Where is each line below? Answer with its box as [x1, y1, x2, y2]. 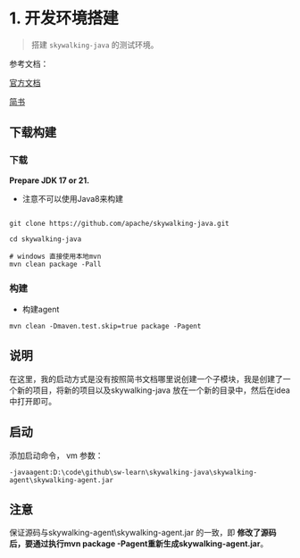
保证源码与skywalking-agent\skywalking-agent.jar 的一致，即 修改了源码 [9, 528, 277, 538]
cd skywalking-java [9, 234, 82, 244]
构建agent [21, 304, 60, 314]
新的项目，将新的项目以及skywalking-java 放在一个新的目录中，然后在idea [16, 385, 290, 396]
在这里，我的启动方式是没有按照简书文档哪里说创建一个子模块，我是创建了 [9, 373, 283, 384]
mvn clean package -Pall [9, 260, 102, 269]
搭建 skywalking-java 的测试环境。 [30, 39, 159, 50]
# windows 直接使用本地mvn [9, 252, 102, 261]
